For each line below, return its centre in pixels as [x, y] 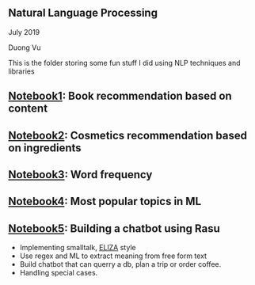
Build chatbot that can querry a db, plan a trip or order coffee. [120, 264]
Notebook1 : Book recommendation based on [120, 96]
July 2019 [24, 32]
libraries [21, 71]
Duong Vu [25, 47]
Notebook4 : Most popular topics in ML [105, 201]
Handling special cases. [59, 273]
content [28, 109]
